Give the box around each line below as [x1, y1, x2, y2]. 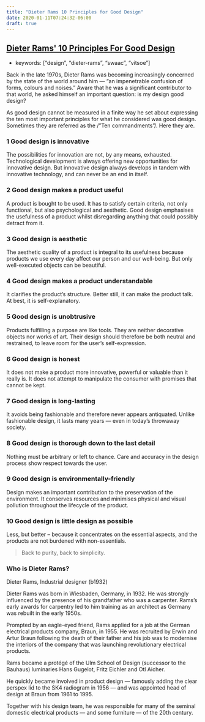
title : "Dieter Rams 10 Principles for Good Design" [6, 9, 144, 15]
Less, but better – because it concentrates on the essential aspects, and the [6, 530, 198, 538]
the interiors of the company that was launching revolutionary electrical [6, 641, 187, 649]
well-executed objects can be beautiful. [6, 261, 106, 269]
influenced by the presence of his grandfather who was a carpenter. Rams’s [6, 597, 198, 604]
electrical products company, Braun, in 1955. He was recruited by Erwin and [6, 628, 198, 635]
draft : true [6, 20, 37, 26]
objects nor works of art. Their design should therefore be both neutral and [6, 333, 196, 340]
